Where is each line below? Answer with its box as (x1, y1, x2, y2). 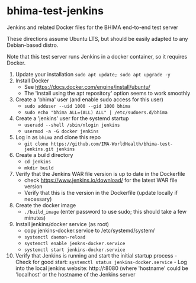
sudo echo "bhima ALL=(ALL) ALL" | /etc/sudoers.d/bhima (24, 110, 168, 115)
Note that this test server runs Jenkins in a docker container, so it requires (7, 53, 188, 60)
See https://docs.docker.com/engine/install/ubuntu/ (24, 83, 150, 90)
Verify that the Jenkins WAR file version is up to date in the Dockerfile (15, 170, 185, 177)
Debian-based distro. (7, 41, 59, 49)
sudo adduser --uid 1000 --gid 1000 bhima (24, 103, 131, 109)
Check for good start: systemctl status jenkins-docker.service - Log (15, 258, 187, 265)
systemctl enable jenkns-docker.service (24, 240, 126, 246)
